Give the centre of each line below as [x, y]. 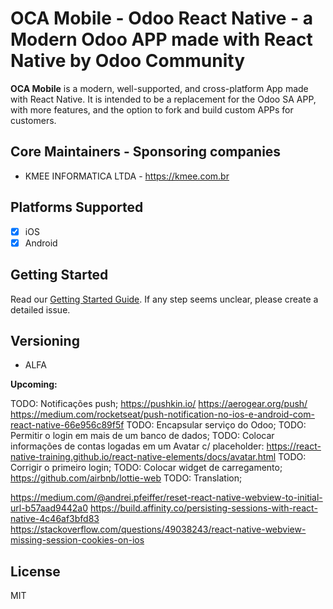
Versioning [45, 340]
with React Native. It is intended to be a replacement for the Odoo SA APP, [163, 99]
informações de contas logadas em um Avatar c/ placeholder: [137, 446]
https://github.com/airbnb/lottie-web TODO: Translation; [126, 478]
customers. [33, 120]
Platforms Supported [77, 207]
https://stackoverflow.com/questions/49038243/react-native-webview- [158, 529]
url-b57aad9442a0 [49, 508]
